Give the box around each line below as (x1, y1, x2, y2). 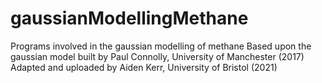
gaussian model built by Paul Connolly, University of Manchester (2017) (10, 50, 305, 62)
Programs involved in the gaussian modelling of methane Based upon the (10, 40, 312, 52)
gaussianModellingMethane (10, 7, 249, 30)
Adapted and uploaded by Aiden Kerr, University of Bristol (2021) (10, 61, 278, 73)
